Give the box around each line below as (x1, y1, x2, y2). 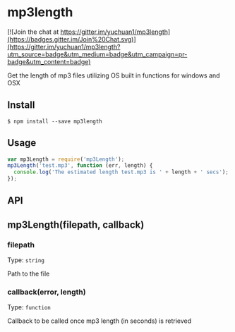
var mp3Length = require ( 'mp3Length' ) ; (7, 156, 125, 163)
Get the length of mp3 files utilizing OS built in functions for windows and (7, 71, 220, 80)
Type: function (7, 303, 52, 312)
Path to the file (7, 269, 50, 278)
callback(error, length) (7, 287, 86, 297)
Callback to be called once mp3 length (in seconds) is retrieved (7, 316, 192, 325)
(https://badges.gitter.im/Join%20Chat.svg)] (7, 35, 136, 43)
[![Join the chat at (7, 27, 59, 36)
